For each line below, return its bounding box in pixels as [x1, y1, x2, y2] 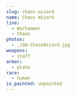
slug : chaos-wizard [6, 8, 55, 15]
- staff [11, 53, 31, 59]
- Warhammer [11, 25, 42, 32]
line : [6, 20, 20, 26]
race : [6, 70, 20, 76]
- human [11, 75, 31, 81]
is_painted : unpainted [6, 81, 62, 87]
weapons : [6, 48, 28, 54]
